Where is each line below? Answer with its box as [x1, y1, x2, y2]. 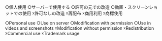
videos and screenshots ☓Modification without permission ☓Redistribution [5, 25, 154, 31]
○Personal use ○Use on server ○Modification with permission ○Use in [5, 20, 151, 26]
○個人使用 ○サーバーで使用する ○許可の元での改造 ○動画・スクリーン [5, 4, 149, 10]
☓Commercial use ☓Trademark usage [5, 31, 80, 36]
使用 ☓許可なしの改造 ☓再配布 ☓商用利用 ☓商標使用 [22, 10, 123, 16]
